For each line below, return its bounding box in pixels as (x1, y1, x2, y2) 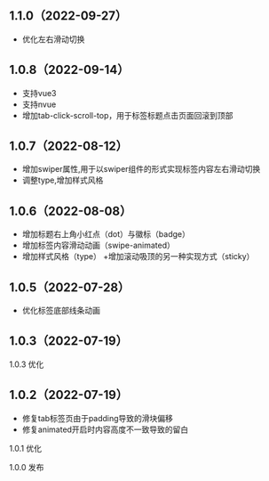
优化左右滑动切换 (21, 34, 85, 45)
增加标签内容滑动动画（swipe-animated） (21, 240, 176, 251)
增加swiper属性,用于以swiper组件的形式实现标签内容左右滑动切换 (21, 164, 261, 175)
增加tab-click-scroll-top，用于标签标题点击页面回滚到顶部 (21, 110, 233, 120)
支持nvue (21, 99, 57, 110)
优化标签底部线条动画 (21, 306, 100, 316)
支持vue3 (21, 87, 57, 98)
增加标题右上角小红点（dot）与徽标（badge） (21, 229, 191, 240)
